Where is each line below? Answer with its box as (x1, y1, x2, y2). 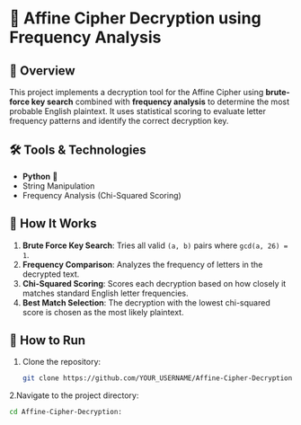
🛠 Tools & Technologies (9, 143, 146, 158)
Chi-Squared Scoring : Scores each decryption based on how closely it (22, 278, 287, 288)
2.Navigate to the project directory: (9, 390, 139, 401)
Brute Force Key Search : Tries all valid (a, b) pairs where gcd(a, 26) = (22, 240, 288, 251)
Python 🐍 (22, 171, 58, 182)
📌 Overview (9, 63, 75, 78)
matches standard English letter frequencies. (22, 288, 189, 298)
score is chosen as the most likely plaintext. (22, 306, 184, 317)
